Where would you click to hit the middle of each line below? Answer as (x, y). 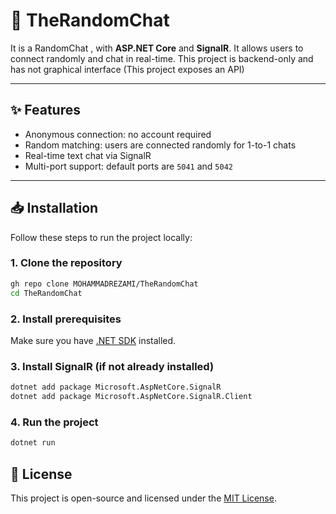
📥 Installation (54, 208)
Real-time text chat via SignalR (88, 155)
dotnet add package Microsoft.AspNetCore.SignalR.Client (131, 397)
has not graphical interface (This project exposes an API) (127, 69)
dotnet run (33, 443)
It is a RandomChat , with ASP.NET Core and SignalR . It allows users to (157, 48)
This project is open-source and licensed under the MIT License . (143, 498)
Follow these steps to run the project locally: (101, 237)
